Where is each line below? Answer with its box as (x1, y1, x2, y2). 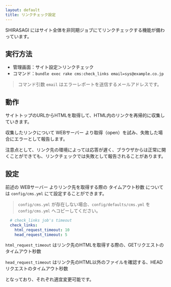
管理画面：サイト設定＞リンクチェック (12, 64, 94, 70)
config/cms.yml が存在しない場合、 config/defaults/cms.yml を (17, 201, 151, 207)
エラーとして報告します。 (14, 136, 68, 142)
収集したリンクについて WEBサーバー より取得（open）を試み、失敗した (5, 130, 159, 136)
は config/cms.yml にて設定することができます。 (5, 190, 107, 197)
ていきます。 (5, 118, 32, 125)
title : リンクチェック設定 (5, 12, 56, 17)
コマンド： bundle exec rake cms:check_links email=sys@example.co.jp (12, 70, 164, 77)
